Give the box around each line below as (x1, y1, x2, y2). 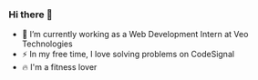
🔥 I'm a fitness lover (21, 62, 98, 73)
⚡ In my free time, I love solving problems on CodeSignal (21, 49, 234, 60)
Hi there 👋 (8, 8, 54, 21)
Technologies (21, 38, 74, 49)
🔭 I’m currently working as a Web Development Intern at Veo (21, 29, 249, 40)
